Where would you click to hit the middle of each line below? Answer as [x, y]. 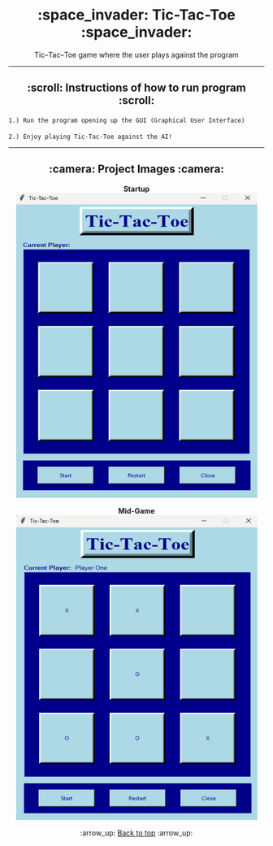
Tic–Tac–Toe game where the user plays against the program [136, 54]
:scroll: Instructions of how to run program [136, 88]
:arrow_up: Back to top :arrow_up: [136, 833]
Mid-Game [136, 510]
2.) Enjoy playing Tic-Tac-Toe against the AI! [91, 137]
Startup [136, 189]
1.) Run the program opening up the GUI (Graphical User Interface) [127, 120]
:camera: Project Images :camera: [136, 169]
